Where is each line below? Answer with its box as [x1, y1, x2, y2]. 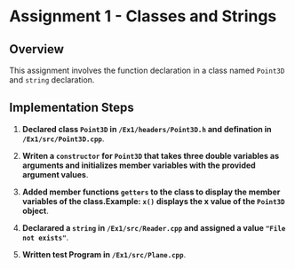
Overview [9, 42, 65, 57]
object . [21, 205, 49, 216]
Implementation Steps [9, 100, 135, 115]
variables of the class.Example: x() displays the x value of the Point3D [21, 195, 285, 206]
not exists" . [21, 232, 69, 242]
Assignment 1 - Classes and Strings [9, 6, 277, 27]
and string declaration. [9, 75, 95, 85]
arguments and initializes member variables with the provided [21, 160, 256, 170]
